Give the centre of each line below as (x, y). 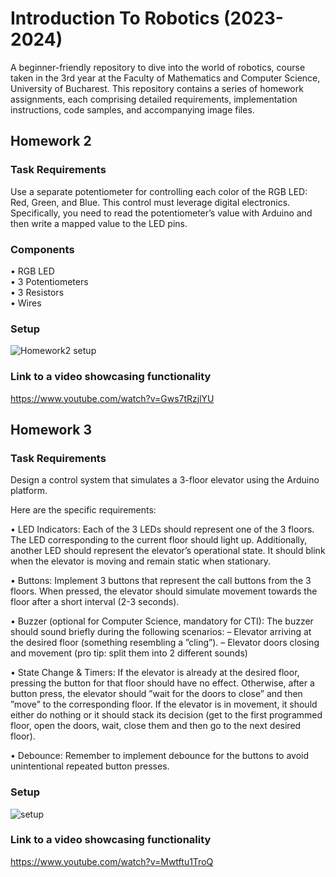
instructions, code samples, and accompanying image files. (132, 109)
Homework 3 (51, 429)
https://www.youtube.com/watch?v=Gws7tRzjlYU (112, 398)
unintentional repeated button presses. (90, 766)
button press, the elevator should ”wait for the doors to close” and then (156, 694)
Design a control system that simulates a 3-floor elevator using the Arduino (165, 480)
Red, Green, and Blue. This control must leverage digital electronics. (150, 202)
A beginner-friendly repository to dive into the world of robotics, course (158, 67)
